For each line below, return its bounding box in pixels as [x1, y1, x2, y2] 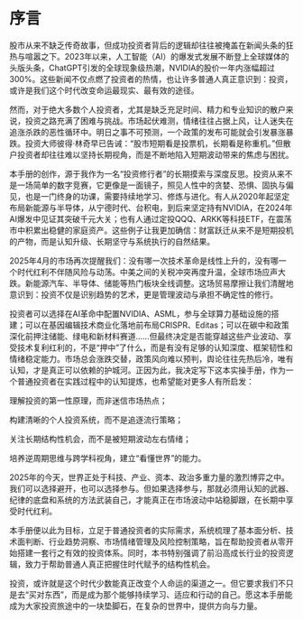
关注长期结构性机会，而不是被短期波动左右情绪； [9, 433, 191, 444]
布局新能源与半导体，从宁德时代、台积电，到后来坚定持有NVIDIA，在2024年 [9, 202, 293, 213]
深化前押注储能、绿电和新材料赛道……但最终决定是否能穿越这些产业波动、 [9, 330, 284, 341]
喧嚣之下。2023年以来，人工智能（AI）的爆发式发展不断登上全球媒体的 [24, 51, 289, 61]
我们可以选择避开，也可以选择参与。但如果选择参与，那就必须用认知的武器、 [9, 483, 294, 494]
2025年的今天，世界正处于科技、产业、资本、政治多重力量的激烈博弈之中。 [9, 471, 290, 483]
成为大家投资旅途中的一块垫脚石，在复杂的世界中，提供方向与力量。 [9, 600, 262, 611]
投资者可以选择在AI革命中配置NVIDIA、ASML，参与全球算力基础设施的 [9, 308, 272, 319]
